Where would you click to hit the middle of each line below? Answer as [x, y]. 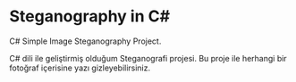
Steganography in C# [90, 16]
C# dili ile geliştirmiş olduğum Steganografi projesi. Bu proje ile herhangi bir [148, 58]
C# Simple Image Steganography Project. [85, 41]
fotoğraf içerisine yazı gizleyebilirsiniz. [80, 68]
